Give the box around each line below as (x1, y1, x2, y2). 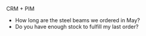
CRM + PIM (6, 5, 35, 12)
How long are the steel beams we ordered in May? (14, 17, 141, 23)
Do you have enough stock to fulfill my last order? (14, 23, 139, 30)
